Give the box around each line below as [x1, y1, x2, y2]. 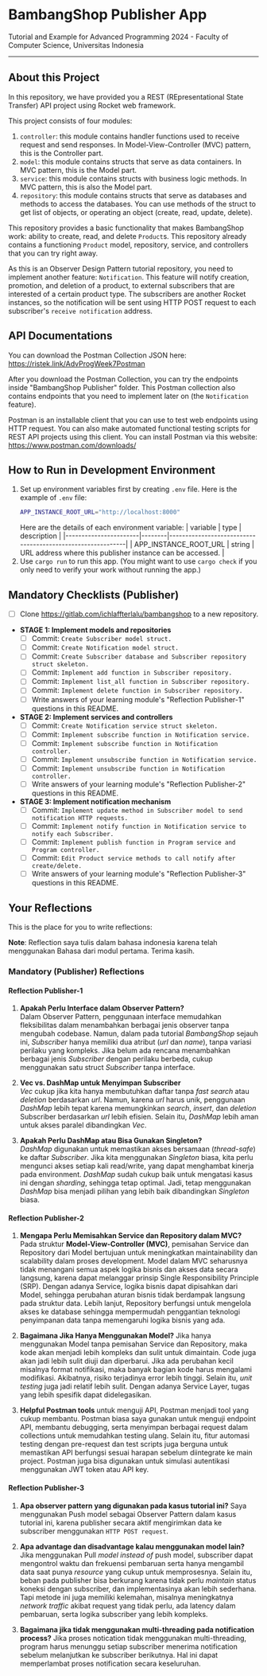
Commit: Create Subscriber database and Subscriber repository [31, 651, 246, 662]
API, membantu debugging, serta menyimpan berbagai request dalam [19, 1423, 249, 1432]
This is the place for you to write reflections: [8, 922, 153, 932]
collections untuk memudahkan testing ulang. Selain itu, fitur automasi [19, 1431, 250, 1440]
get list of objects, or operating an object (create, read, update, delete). [19, 207, 253, 217]
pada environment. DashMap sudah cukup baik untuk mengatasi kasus [19, 1170, 253, 1179]
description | [19, 531, 62, 541]
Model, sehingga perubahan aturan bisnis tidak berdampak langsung [19, 1290, 246, 1299]
